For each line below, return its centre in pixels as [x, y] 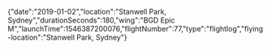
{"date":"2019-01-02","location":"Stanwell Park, [87, 12]
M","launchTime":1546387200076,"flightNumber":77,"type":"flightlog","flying [135, 29]
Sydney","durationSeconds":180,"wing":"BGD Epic [91, 20]
